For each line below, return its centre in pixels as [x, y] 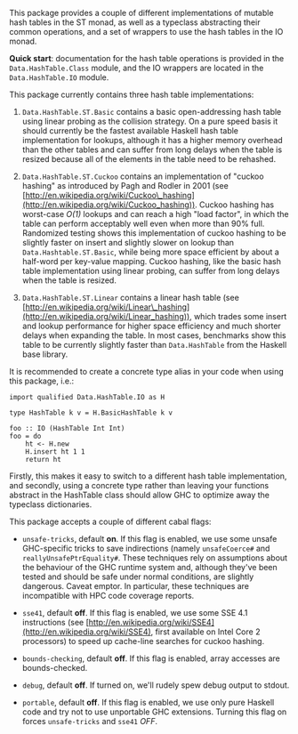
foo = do [25, 436]
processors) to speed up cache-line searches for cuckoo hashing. [143, 641]
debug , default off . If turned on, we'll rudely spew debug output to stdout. [156, 685]
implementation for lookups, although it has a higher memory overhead [152, 140]
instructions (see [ [55, 622]
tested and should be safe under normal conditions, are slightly [138, 577]
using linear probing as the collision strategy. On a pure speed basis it [150, 121]
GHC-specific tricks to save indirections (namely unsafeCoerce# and [146, 548]
